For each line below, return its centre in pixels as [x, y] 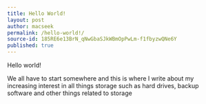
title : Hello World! [37, 13]
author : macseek [30, 26]
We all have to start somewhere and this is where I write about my [101, 79]
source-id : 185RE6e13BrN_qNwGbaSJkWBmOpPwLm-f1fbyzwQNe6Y [92, 39]
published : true [30, 45]
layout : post [26, 20]
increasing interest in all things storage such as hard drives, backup [103, 86]
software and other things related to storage [70, 93]
